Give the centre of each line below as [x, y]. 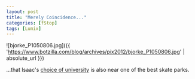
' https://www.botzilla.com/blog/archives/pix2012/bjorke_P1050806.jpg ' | [96, 52]
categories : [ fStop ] [32, 23]
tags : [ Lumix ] [24, 28]
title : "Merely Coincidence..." [46, 17]
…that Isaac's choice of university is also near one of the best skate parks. [98, 70]
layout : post [22, 12]
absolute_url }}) [25, 58]
